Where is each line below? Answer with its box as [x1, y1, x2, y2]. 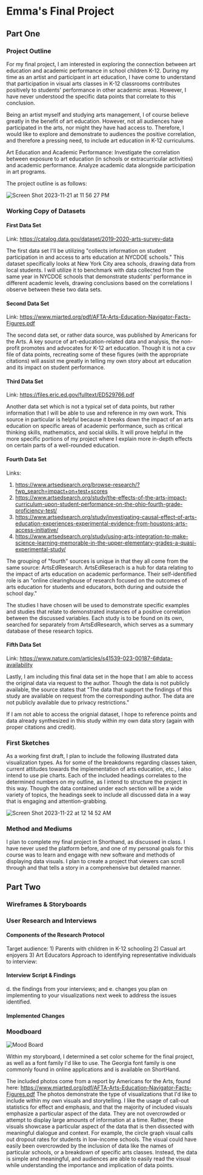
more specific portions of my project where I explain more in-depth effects [6, 435, 193, 443]
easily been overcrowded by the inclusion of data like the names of [6, 1142, 174, 1149]
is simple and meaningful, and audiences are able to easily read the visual [6, 1155, 191, 1162]
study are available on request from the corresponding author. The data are [6, 692, 195, 700]
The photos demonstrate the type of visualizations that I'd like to [36, 1090, 198, 1098]
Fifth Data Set [6, 641, 41, 649]
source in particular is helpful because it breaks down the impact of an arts [6, 416, 194, 423]
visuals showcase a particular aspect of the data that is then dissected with [6, 1123, 195, 1130]
